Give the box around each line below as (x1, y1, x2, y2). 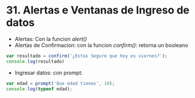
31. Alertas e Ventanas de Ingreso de (6, 4, 190, 17)
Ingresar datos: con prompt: (14, 69, 83, 76)
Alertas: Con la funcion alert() (14, 35, 87, 42)
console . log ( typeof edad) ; (6, 86, 73, 92)
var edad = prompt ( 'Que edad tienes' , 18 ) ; (6, 80, 115, 86)
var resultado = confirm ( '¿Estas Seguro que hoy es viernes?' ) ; (6, 53, 168, 59)
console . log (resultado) (6, 58, 65, 65)
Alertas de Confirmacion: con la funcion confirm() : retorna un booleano (14, 42, 188, 49)
